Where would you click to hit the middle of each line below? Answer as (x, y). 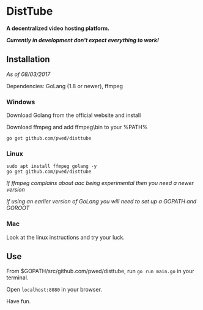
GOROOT (18, 208)
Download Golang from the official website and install (74, 115)
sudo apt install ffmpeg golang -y (52, 167)
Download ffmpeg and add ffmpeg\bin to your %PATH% (77, 127)
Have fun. (19, 301)
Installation (28, 59)
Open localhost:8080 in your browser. (54, 290)
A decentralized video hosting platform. (58, 28)
